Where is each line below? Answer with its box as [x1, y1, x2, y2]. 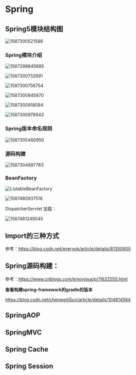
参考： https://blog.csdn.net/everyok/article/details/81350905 [5, 246, 131, 251]
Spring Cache [5, 345, 49, 353]
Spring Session [5, 362, 54, 370]
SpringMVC [5, 328, 42, 336]
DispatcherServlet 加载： [5, 206, 57, 212]
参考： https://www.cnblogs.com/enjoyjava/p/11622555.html [5, 276, 128, 282]
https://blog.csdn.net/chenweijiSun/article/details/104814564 [5, 296, 131, 302]
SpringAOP [5, 311, 41, 319]
